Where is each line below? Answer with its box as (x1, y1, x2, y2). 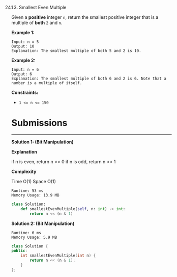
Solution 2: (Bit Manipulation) (11, 220, 75, 226)
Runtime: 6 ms (11, 230, 42, 235)
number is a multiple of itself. (11, 81, 82, 86)
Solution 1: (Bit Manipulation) (11, 139, 74, 145)
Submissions (11, 117, 68, 129)
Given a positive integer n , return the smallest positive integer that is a (11, 14, 159, 20)
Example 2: (11, 57, 36, 63)
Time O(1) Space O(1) (11, 178, 56, 184)
